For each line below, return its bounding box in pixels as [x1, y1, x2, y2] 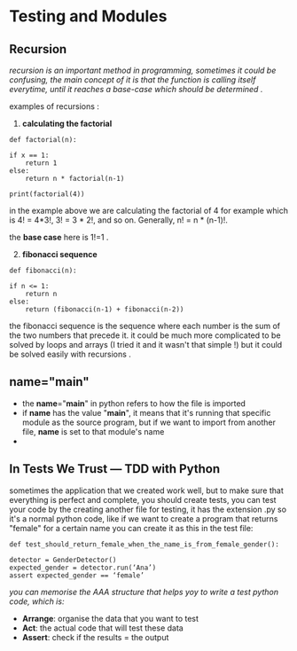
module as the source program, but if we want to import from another [21, 417, 277, 427]
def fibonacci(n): [9, 266, 77, 275]
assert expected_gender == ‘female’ [9, 570, 145, 580]
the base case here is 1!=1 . [9, 232, 109, 242]
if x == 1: [9, 151, 50, 160]
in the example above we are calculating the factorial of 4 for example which [9, 206, 289, 216]
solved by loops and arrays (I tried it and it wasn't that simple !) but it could [9, 340, 283, 349]
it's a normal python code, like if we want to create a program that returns [9, 513, 278, 524]
